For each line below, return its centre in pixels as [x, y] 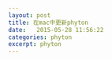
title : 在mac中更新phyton [49, 23]
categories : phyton [40, 37]
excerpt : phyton [35, 44]
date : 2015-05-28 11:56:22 [56, 30]
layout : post [30, 15]
